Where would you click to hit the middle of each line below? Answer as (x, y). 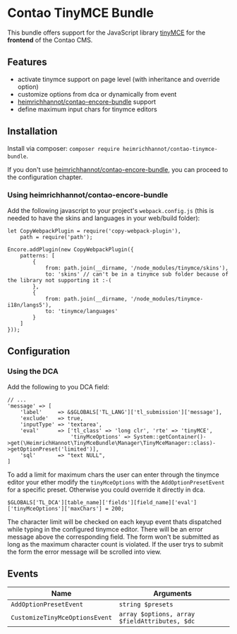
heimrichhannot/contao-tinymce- (170, 149)
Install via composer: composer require (63, 148)
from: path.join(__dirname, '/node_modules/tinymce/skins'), (137, 268)
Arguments (173, 594)
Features (27, 62)
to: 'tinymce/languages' (81, 311)
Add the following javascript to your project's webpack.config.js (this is (111, 210)
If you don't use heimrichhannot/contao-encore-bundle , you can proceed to (118, 169)
